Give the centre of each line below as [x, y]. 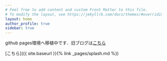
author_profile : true [28, 24]
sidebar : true [20, 28]
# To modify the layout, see [35, 14]
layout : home [19, 19]
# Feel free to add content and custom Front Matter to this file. [77, 10]
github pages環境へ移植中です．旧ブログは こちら [55, 43]
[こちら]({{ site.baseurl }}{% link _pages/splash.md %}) [62, 54]
